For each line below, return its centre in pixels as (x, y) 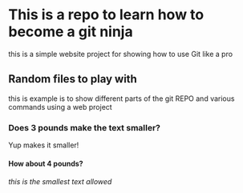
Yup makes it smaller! (44, 145)
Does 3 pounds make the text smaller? (84, 127)
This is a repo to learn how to (106, 15)
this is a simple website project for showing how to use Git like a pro (121, 54)
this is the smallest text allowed (60, 182)
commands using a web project (60, 107)
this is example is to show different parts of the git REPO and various (121, 99)
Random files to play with (73, 79)
